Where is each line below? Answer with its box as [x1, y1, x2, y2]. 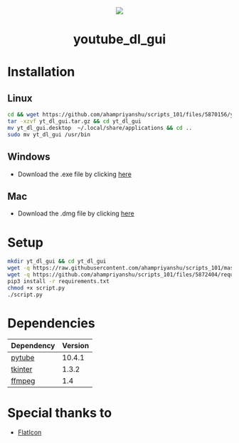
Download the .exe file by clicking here [17, 170, 132, 178]
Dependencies [7, 315, 95, 331]
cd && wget [7, 111, 40, 118]
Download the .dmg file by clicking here [17, 209, 134, 218]
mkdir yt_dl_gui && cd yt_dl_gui [7, 258, 107, 265]
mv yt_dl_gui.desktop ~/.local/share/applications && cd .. [7, 124, 193, 131]
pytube [11, 353, 35, 363]
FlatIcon [17, 428, 42, 437]
